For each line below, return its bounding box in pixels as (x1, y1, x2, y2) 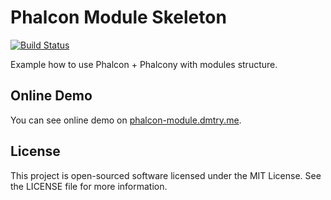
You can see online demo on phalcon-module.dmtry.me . (10, 114, 242, 126)
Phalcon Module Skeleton (10, 6, 227, 29)
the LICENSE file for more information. (10, 180, 168, 192)
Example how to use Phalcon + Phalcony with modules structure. (10, 58, 278, 70)
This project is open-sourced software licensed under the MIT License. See (10, 169, 322, 181)
